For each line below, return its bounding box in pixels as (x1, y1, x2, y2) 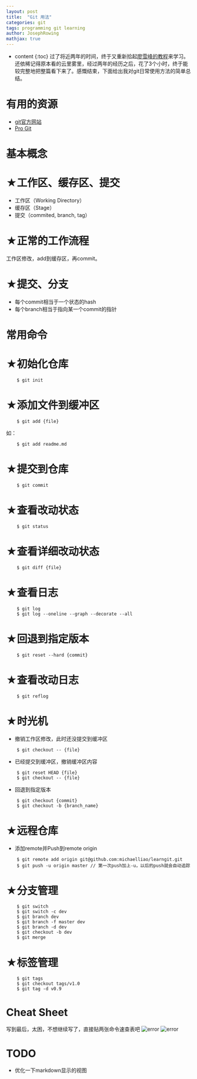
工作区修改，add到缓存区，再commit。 (6, 255, 101, 262)
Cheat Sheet (6, 1005, 68, 1019)
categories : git (6, 19, 46, 25)
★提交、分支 (6, 278, 69, 291)
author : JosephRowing (6, 31, 59, 36)
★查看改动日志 (6, 673, 79, 687)
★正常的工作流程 (6, 235, 89, 248)
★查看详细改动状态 (6, 545, 100, 559)
